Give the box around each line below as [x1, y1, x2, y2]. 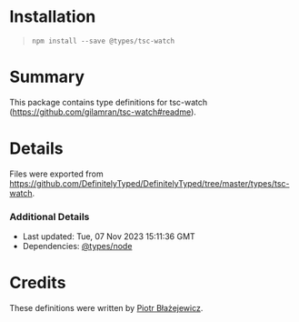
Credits [9, 273, 66, 293]
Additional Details [9, 210, 90, 223]
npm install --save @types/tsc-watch [31, 36, 175, 45]
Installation [9, 6, 96, 27]
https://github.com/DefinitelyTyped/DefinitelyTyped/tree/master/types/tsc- [9, 177, 290, 188]
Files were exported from [9, 168, 104, 179]
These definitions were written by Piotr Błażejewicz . [9, 303, 204, 314]
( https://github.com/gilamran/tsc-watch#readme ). [9, 106, 197, 117]
